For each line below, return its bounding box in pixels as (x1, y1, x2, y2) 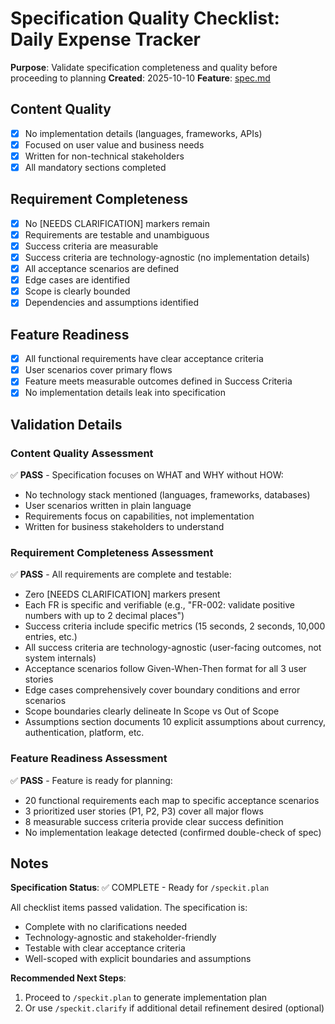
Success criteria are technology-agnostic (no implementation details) (24, 252, 310, 263)
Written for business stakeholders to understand (24, 521, 225, 533)
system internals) (24, 652, 97, 664)
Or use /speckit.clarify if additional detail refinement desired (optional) (24, 1002, 325, 1014)
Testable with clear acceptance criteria (24, 942, 186, 954)
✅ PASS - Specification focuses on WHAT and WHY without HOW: (10, 469, 284, 481)
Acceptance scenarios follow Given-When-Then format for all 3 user (24, 663, 307, 675)
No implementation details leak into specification (24, 387, 226, 399)
